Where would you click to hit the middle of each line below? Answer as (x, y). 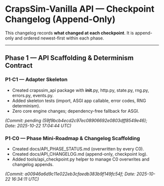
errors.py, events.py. (33, 95)
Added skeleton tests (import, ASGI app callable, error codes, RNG (79, 101)
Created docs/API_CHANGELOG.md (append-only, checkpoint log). (80, 154)
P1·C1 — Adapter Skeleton (36, 80)
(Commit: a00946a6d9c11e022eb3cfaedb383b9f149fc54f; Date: (70, 174)
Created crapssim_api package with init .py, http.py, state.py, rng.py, (81, 90)
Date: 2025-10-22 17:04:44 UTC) (38, 125)
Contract (19, 66)
